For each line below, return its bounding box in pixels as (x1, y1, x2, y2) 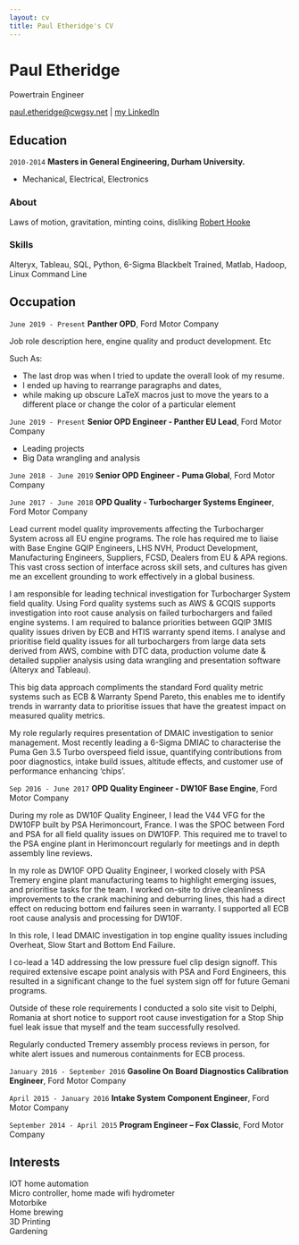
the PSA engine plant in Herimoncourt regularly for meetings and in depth (9, 838, 280, 849)
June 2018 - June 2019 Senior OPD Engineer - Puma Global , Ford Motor (9, 470, 275, 480)
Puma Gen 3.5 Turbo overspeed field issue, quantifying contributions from (9, 746, 283, 757)
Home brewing (9, 1207, 64, 1217)
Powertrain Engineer (9, 89, 85, 100)
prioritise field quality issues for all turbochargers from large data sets (9, 636, 266, 647)
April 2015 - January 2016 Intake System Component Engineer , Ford (9, 1092, 270, 1103)
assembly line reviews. (9, 847, 94, 859)
